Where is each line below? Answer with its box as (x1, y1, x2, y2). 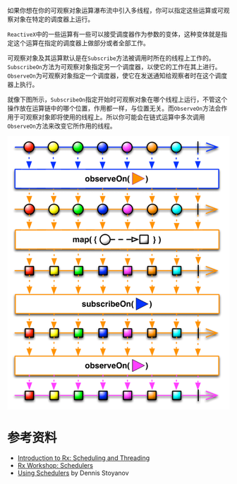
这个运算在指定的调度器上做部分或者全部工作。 (13, 39, 150, 47)
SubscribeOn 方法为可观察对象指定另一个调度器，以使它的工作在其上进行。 (7, 63, 221, 71)
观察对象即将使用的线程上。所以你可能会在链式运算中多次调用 (25, 113, 205, 121)
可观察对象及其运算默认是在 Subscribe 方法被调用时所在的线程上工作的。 (7, 54, 215, 62)
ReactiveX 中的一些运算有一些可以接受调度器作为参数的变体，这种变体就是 (7, 30, 221, 38)
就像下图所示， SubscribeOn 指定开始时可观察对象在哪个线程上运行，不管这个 (7, 95, 228, 104)
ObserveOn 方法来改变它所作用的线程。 (7, 122, 116, 130)
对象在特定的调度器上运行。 (13, 15, 94, 23)
